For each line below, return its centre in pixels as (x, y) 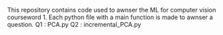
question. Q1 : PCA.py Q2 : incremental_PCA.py (74, 24)
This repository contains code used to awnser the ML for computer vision (111, 10)
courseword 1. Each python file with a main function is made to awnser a (110, 17)
